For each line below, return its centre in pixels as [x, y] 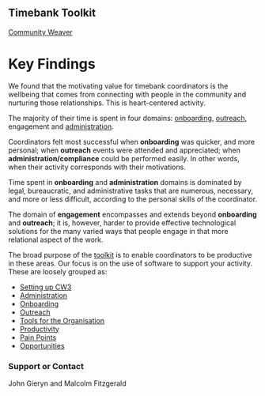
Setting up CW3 [45, 287]
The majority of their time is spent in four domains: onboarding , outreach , [128, 118]
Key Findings [52, 64]
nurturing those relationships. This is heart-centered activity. [107, 103]
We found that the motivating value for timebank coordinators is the [118, 85]
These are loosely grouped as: [58, 271]
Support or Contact [46, 366]
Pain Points [38, 337]
